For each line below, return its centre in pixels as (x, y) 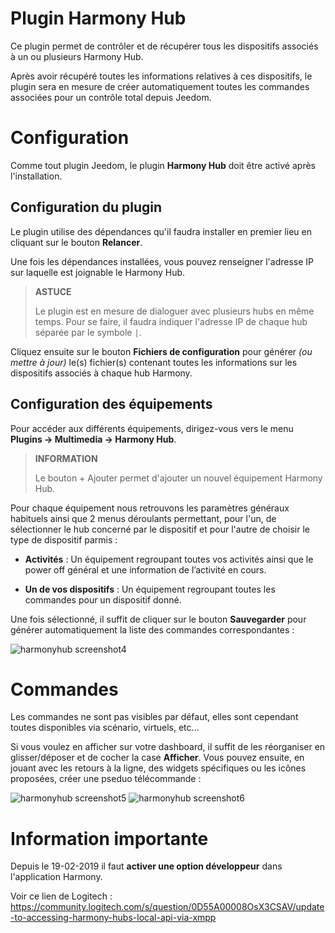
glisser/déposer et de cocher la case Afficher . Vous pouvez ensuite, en (157, 758)
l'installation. (36, 176)
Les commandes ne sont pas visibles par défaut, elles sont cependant (154, 717)
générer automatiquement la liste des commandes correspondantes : (152, 629)
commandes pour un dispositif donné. (103, 599)
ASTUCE (53, 291)
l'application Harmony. (56, 877)
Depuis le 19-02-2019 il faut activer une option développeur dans (146, 866)
